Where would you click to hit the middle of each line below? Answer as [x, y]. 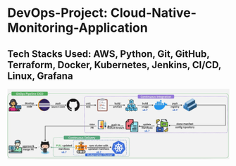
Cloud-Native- [154, 13]
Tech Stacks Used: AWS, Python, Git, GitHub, [108, 54]
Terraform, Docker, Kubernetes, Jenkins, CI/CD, [114, 65]
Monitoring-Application [77, 28]
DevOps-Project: [57, 13]
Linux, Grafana [40, 76]
